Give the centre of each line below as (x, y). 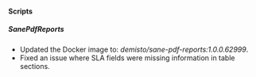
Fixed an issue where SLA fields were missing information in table (127, 58)
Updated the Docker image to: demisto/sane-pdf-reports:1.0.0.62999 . (134, 49)
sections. (35, 66)
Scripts (21, 11)
